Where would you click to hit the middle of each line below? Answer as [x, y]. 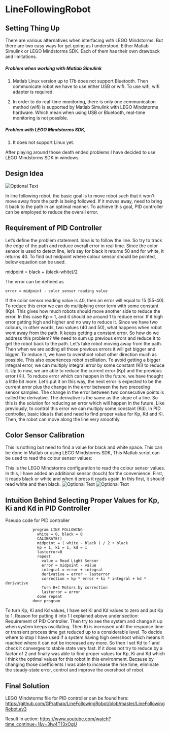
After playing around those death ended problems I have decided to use [80, 152]
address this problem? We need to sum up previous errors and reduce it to [83, 338]
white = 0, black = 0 [60, 534]
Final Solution [27, 686]
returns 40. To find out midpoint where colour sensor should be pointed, [81, 256]
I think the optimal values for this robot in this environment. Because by [79, 659]
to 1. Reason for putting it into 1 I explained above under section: [72, 616]
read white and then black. [33, 484]
